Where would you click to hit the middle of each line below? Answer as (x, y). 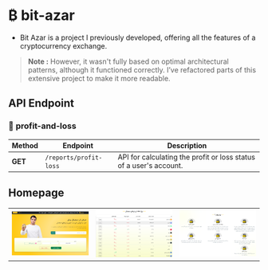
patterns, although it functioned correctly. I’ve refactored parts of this (142, 69)
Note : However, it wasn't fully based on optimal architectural (128, 61)
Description (187, 146)
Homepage (36, 193)
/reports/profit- (74, 158)
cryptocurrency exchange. (63, 45)
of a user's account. (150, 166)
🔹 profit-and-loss (43, 126)
